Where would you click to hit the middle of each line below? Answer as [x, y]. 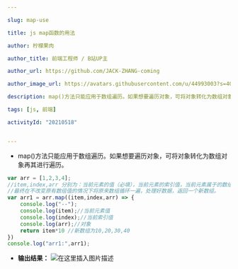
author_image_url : [34, 84]
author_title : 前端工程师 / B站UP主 [58, 58]
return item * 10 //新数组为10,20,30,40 [75, 231]
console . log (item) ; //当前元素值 [65, 211]
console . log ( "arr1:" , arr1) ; [49, 244]
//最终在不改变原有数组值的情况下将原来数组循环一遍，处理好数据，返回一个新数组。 [113, 191]
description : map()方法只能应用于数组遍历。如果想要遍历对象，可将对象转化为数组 [115, 97]
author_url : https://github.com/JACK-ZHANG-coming [84, 71]
